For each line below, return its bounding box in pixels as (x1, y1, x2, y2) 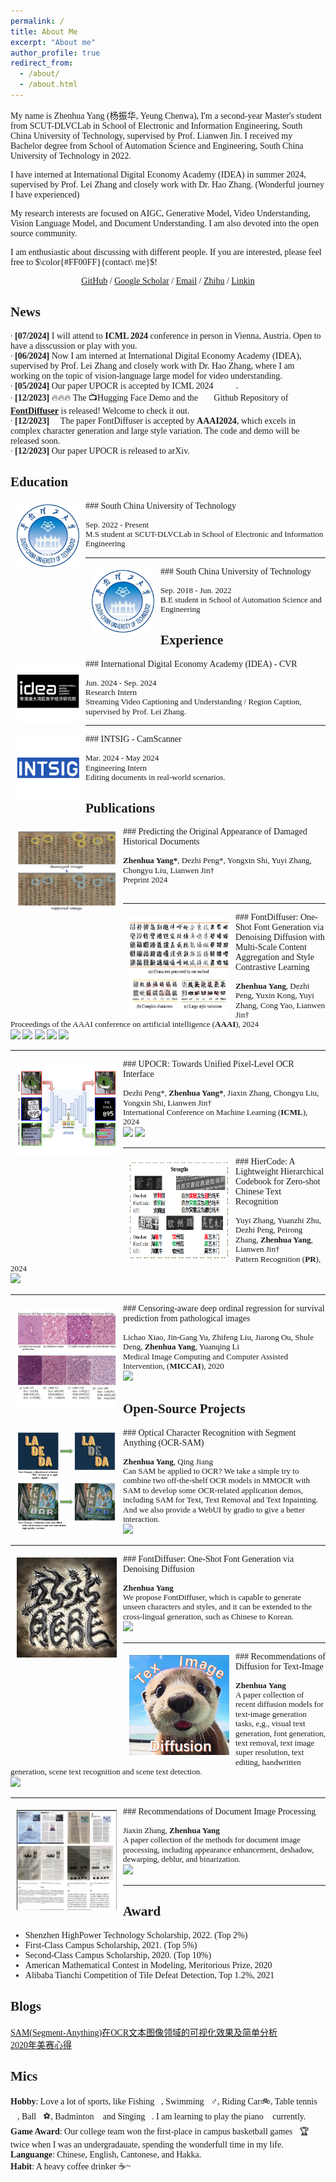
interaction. (123, 1513, 160, 1524)
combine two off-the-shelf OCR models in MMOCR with (123, 1475, 311, 1486)
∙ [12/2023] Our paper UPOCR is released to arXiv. (10, 445, 190, 456)
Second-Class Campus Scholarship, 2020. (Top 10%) (24, 1950, 212, 1960)
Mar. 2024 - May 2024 (85, 753, 160, 764)
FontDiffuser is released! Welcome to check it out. (10, 405, 190, 416)
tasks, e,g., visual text (235, 1718, 306, 1729)
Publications (85, 800, 155, 816)
